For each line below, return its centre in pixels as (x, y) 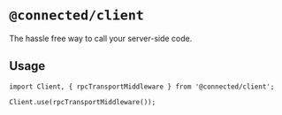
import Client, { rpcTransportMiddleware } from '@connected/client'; (142, 87)
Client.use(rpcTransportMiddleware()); (83, 102)
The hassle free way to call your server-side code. (101, 38)
